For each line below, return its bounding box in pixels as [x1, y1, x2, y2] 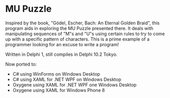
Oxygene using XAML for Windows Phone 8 [12, 87, 105, 93]
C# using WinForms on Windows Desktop [12, 71, 100, 77]
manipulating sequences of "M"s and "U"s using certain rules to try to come [5, 30, 165, 37]
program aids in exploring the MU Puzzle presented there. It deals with [5, 25, 154, 31]
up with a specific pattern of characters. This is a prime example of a [5, 36, 150, 42]
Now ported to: [5, 61, 37, 67]
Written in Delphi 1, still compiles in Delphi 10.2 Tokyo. [5, 51, 118, 57]
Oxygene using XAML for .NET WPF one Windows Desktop [12, 82, 137, 88]
